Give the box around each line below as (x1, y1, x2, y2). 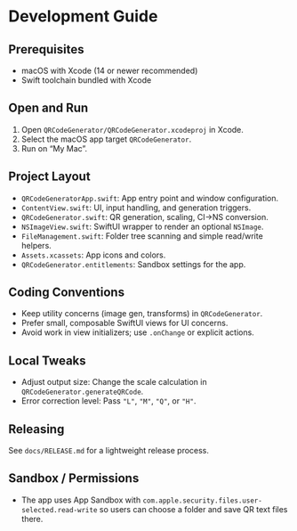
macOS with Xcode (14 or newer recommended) (20, 65, 198, 76)
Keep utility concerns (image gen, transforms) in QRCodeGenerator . (20, 308, 263, 319)
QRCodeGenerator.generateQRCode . (20, 386, 144, 397)
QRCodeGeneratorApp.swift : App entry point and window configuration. (20, 192, 279, 203)
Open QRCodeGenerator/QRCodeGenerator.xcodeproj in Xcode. (20, 124, 244, 135)
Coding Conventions (8, 285, 125, 300)
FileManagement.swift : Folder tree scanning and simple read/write (20, 230, 263, 241)
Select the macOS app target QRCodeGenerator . (20, 134, 192, 144)
